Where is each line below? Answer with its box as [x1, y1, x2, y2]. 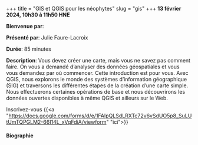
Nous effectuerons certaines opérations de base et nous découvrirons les [6, 88, 186, 95]
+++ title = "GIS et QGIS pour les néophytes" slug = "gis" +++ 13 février [6, 5, 181, 12]
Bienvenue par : [6, 23, 44, 29]
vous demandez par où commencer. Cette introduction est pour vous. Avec [6, 70, 189, 76]
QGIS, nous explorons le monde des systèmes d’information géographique [6, 76, 187, 83]
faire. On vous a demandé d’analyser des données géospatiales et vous [6, 63, 180, 70]
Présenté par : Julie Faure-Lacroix [6, 34, 88, 41]
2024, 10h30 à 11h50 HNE [6, 11, 70, 18]
